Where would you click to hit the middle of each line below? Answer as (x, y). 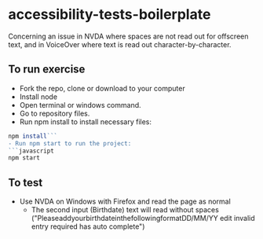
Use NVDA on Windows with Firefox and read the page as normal (125, 201)
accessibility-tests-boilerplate (110, 15)
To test (26, 182)
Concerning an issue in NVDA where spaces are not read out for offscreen (128, 36)
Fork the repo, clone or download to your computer (102, 88)
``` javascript (31, 151)
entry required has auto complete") (88, 226)
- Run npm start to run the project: (70, 143)
